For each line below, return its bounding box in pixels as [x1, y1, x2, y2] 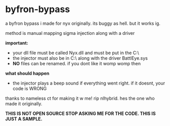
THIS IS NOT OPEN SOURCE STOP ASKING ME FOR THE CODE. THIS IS [5, 110, 156, 116]
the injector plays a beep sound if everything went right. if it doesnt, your [12, 80, 165, 86]
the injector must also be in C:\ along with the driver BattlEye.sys [12, 55, 148, 61]
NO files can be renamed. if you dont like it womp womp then [12, 60, 141, 66]
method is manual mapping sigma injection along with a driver [5, 30, 135, 36]
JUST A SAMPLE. [5, 115, 43, 122]
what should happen [5, 70, 50, 76]
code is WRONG [12, 85, 47, 92]
